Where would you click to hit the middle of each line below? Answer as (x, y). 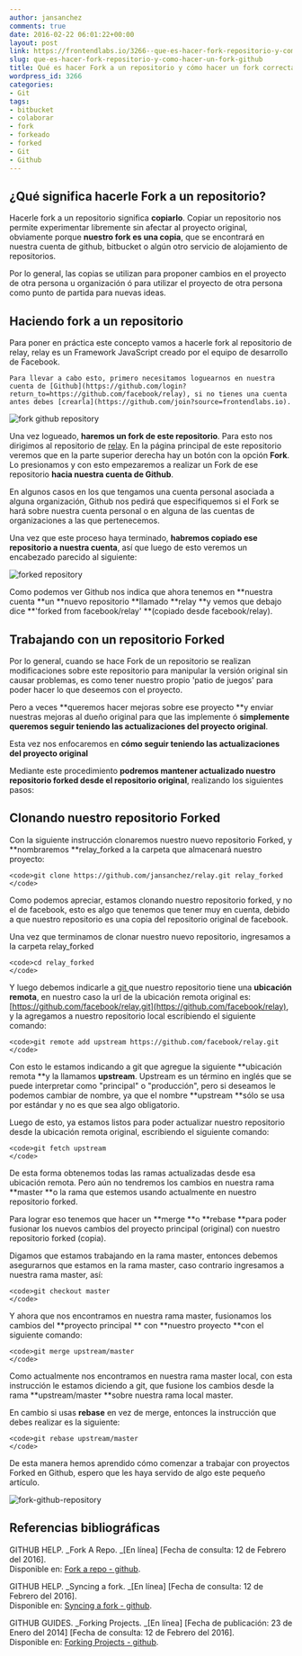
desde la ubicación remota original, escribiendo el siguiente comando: (139, 1131)
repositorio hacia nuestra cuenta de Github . (91, 474)
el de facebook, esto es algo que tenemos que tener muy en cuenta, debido (150, 909)
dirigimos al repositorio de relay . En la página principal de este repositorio (146, 445)
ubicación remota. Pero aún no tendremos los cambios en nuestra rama (142, 1182)
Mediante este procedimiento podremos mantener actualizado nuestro (142, 770)
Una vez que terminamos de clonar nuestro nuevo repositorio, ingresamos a (150, 936)
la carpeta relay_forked (52, 946)
